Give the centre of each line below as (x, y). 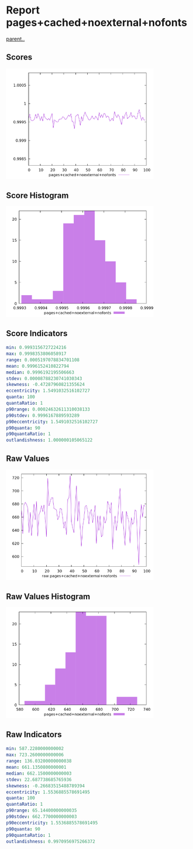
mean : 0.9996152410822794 (37, 366)
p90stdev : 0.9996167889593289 (43, 415)
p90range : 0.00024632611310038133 (48, 409)
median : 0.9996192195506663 (40, 372)
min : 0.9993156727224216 (36, 348)
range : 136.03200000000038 (39, 761)
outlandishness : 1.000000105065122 (49, 440)
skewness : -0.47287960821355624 (45, 385)
